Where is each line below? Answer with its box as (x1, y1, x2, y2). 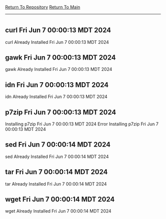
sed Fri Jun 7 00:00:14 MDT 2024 (5, 140, 111, 149)
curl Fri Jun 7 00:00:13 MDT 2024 (5, 26, 111, 34)
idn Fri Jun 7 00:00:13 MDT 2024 (5, 81, 109, 89)
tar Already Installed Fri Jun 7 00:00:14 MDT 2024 (5, 181, 107, 187)
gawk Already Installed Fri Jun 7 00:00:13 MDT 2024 (5, 66, 113, 72)
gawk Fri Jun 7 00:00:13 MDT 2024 (5, 54, 116, 62)
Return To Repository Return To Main (5, 4, 81, 10)
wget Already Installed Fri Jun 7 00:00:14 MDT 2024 (5, 208, 112, 214)
